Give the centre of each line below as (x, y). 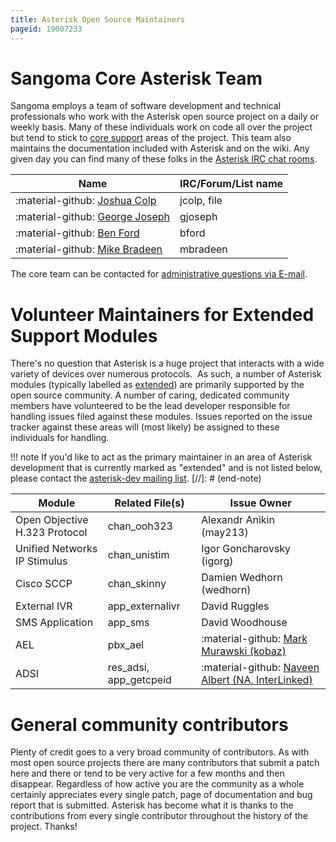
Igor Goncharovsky (246, 549)
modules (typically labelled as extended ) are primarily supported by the (157, 385)
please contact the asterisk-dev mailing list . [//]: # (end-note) (136, 478)
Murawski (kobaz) (244, 651)
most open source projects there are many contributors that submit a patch (165, 763)
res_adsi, (128, 668)
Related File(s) (149, 503)
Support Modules (84, 335)
